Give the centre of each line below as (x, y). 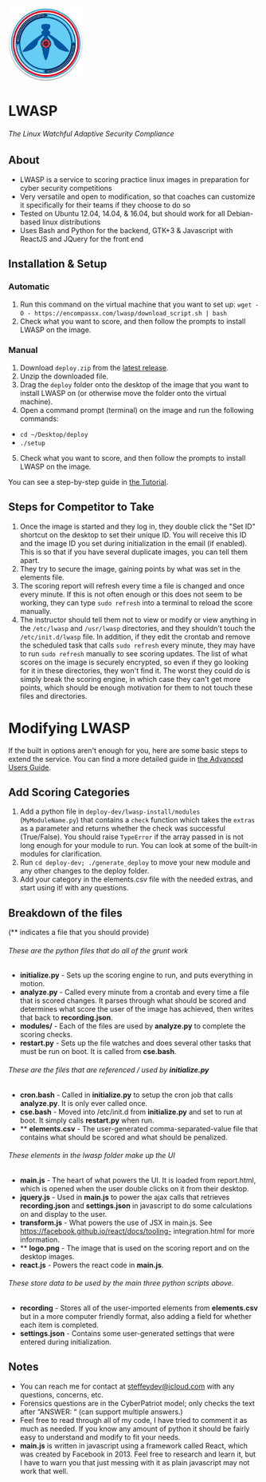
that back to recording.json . (66, 1018)
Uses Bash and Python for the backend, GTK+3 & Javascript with (126, 230)
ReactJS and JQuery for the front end (82, 239)
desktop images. (47, 1256)
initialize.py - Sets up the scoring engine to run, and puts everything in (136, 975)
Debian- (240, 213)
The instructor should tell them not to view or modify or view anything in (138, 620)
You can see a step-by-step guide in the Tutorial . (88, 481)
